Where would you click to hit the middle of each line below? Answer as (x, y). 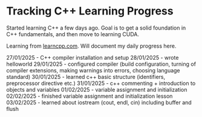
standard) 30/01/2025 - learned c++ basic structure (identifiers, (86, 77)
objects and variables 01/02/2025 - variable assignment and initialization (97, 89)
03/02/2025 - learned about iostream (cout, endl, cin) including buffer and (99, 102)
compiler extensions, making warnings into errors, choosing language (93, 70)
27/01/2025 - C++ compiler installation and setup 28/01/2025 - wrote (93, 57)
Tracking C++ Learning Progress (90, 11)
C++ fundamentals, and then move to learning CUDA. (73, 34)
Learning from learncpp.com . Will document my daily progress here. (91, 46)
